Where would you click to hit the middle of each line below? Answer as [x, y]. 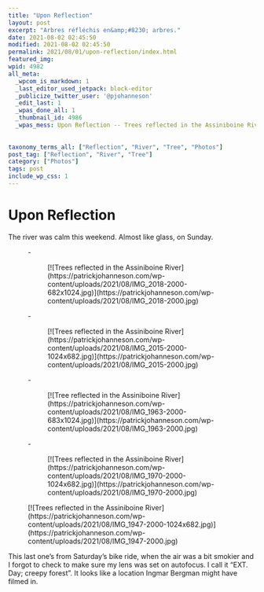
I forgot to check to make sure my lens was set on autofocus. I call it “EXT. [128, 564]
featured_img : [31, 60]
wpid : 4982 [26, 67]
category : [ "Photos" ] [44, 162]
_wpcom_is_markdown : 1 [52, 81]
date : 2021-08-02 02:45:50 [52, 37]
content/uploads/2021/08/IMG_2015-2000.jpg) [123, 364]
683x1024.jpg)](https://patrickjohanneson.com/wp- [131, 420]
